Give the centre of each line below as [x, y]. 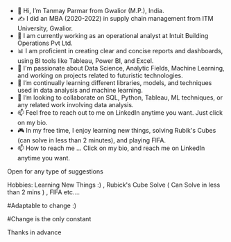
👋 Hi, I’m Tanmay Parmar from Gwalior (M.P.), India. [91, 11]
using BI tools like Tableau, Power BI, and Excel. [85, 61]
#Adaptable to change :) [42, 205]
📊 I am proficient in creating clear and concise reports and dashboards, [120, 51]
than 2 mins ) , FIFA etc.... [44, 192]
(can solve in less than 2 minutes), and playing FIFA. [92, 140]
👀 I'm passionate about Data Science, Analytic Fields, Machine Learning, [121, 68]
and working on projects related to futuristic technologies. [100, 75]
